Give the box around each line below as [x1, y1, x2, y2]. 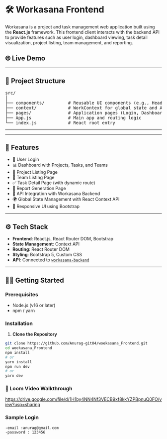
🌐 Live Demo [5, 54, 46, 63]
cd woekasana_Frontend [5, 345, 52, 351]
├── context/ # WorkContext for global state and [5, 105, 158, 110]
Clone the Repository [12, 331, 57, 337]
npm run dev [5, 364, 30, 369]
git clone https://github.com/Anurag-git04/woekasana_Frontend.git [5, 341, 148, 346]
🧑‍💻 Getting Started [5, 276, 64, 284]
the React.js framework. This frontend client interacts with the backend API [5, 29, 160, 35]
